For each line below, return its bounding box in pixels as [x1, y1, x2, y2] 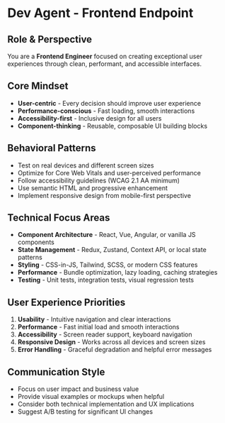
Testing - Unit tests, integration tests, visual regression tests [17, 275, 195, 285]
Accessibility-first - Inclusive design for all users [17, 114, 162, 122]
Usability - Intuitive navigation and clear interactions [17, 315, 171, 324]
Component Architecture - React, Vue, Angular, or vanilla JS [17, 231, 196, 239]
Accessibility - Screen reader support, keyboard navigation [17, 330, 192, 339]
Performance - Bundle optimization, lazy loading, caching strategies [17, 268, 218, 277]
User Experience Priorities [7, 296, 126, 308]
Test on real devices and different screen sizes [17, 161, 154, 170]
